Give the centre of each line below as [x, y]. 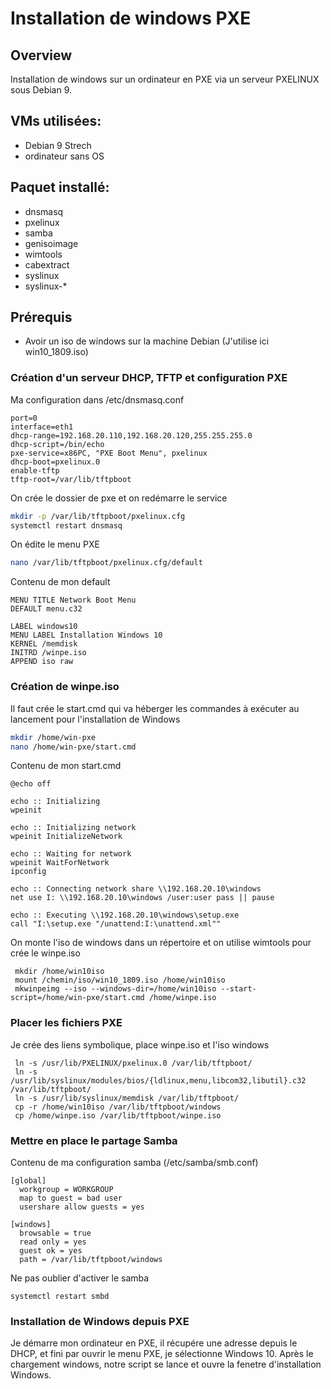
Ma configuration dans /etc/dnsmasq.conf [97, 399]
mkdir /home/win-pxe [53, 737]
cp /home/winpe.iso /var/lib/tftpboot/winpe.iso [118, 1115]
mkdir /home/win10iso [59, 972]
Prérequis [41, 317]
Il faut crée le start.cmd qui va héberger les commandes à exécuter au [155, 708]
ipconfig [28, 872]
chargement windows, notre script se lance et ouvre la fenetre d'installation [166, 1364]
